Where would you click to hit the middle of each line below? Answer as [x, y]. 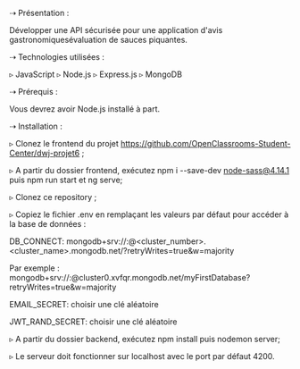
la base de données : [48, 224]
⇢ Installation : [36, 126]
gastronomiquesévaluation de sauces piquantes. [98, 40]
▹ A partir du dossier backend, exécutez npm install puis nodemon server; [145, 339]
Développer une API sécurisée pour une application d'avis [116, 30]
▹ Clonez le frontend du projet [64, 143]
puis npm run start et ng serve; [66, 180]
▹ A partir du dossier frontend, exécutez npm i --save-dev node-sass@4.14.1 [150, 170]
